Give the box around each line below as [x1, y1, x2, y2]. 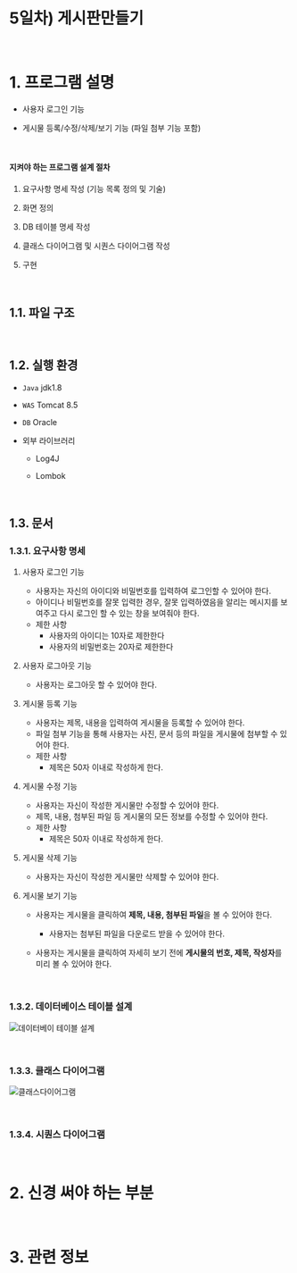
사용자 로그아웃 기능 [21, 660, 92, 671]
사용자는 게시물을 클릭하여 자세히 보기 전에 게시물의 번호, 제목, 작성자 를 [35, 948, 283, 959]
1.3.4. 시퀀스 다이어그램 [9, 1127, 105, 1140]
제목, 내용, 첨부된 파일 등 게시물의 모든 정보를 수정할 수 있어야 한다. [35, 811, 268, 822]
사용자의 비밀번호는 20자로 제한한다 [48, 641, 174, 652]
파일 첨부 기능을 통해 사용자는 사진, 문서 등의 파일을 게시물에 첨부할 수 [35, 729, 278, 740]
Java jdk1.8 [21, 381, 62, 393]
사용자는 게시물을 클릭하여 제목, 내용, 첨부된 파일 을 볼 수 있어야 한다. [35, 909, 273, 920]
